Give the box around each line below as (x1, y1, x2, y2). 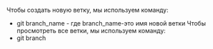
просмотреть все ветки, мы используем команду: (16, 27, 166, 35)
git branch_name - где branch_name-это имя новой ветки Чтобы (16, 19, 206, 27)
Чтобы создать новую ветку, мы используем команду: (6, 6, 169, 14)
